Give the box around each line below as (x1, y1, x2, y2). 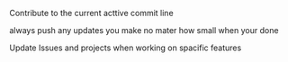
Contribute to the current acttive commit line (9, 8, 174, 18)
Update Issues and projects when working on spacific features (9, 42, 242, 53)
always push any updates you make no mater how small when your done (9, 25, 279, 35)
